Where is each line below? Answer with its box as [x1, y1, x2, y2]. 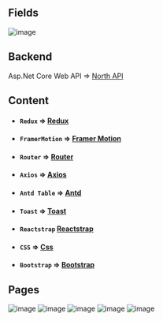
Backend [8, 50, 53, 64]
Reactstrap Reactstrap [19, 224, 94, 233]
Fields [8, 6, 39, 20]
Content [8, 94, 50, 107]
